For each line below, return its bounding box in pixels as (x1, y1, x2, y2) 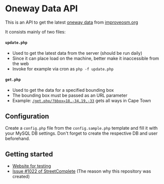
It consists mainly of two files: (5, 29, 66, 35)
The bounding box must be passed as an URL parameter (12, 92, 127, 99)
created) (12, 173, 30, 179)
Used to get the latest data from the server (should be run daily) (12, 50, 142, 56)
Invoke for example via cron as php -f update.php (12, 66, 114, 72)
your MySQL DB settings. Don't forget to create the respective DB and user (5, 130, 158, 136)
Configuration (5, 112, 49, 120)
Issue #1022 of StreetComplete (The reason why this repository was (12, 168, 152, 174)
